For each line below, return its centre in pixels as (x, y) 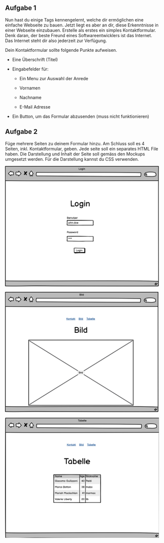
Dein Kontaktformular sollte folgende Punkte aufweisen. (61, 50)
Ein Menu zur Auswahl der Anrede (54, 78)
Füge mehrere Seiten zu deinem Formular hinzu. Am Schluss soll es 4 (75, 143)
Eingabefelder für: (30, 69)
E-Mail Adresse (35, 107)
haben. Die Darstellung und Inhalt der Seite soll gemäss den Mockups (75, 154)
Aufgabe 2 (21, 132)
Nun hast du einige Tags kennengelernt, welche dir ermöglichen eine (74, 20)
